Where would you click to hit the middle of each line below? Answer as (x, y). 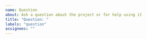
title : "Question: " (27, 19)
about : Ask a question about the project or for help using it (74, 15)
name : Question (21, 10)
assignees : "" (20, 29)
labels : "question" (26, 24)
